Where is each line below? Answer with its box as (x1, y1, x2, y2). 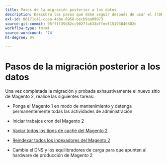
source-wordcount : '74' (5, 30, 55, 35)
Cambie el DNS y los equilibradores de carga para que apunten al (12, 147, 147, 153)
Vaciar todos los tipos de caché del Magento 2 (12, 128, 108, 134)
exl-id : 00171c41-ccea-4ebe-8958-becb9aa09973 (5, 16, 103, 21)
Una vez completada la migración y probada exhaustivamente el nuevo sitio (5, 88, 160, 94)
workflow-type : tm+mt (5, 26, 50, 31)
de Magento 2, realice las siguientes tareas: (5, 93, 94, 99)
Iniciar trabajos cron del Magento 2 (12, 118, 84, 124)
